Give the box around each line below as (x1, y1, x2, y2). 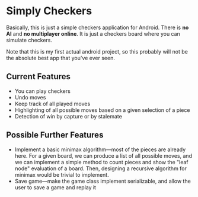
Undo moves (14, 93, 46, 101)
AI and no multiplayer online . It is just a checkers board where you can (6, 30, 181, 37)
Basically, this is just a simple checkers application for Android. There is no (6, 24, 189, 31)
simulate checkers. (6, 36, 52, 43)
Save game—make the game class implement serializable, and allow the (14, 177, 191, 185)
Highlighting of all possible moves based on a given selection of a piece (14, 106, 190, 114)
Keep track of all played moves (14, 100, 91, 107)
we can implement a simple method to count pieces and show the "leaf (14, 158, 189, 165)
